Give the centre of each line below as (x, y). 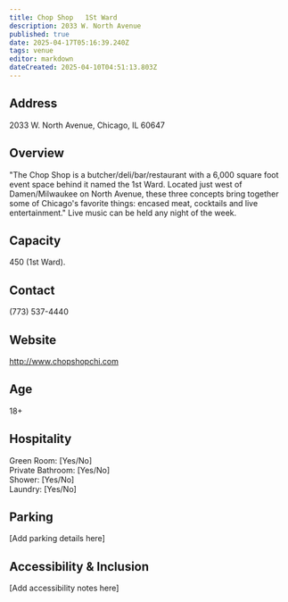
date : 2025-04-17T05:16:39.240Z (69, 42)
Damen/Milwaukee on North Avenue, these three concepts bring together (144, 194)
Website (33, 340)
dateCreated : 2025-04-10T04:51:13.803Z (83, 68)
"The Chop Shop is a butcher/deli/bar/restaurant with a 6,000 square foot (144, 174)
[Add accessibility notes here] (64, 588)
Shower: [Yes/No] (42, 480)
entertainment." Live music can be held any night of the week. (123, 213)
